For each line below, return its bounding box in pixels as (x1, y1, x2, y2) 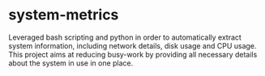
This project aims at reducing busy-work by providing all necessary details (8, 49, 258, 59)
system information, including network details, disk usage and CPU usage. (8, 40, 257, 50)
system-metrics (8, 6, 119, 24)
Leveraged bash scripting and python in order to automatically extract (8, 32, 241, 42)
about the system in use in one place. (8, 58, 134, 68)
